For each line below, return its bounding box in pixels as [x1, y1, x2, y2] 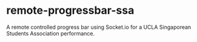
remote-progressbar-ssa [6, 4, 135, 17]
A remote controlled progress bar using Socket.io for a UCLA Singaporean [6, 23, 192, 31]
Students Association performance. [6, 29, 95, 37]
